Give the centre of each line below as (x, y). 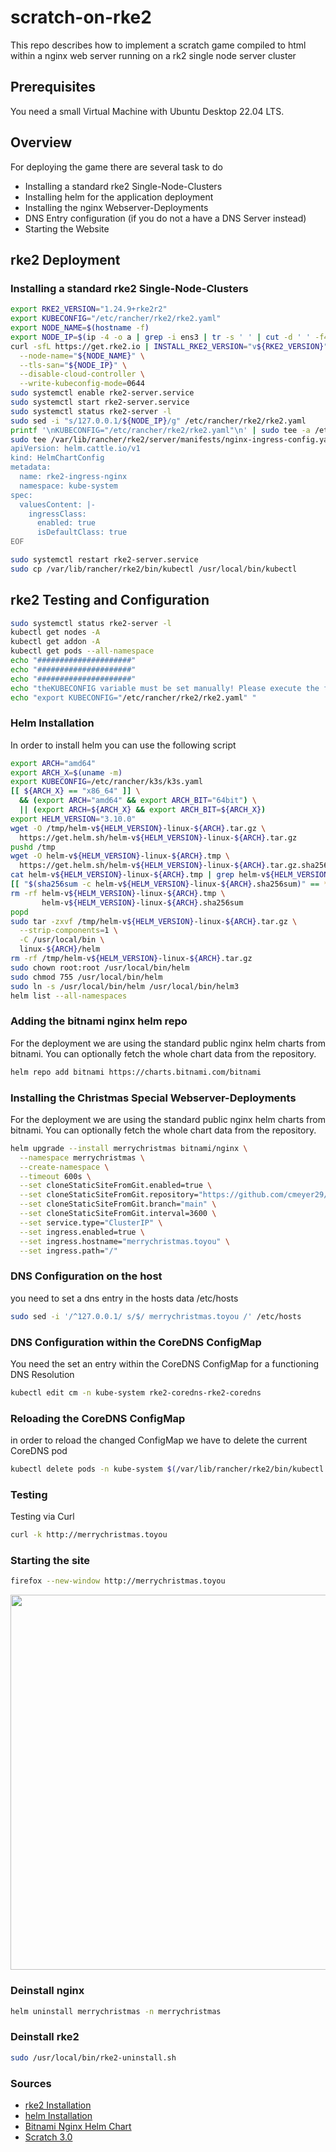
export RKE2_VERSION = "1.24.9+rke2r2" (89, 309)
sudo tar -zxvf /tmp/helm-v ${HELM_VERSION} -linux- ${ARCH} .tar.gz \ (154, 921)
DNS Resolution (42, 1374)
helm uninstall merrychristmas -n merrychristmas (116, 2011)
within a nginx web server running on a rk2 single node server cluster (153, 55)
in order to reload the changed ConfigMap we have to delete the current (159, 1440)
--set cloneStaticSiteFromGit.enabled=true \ (116, 1186)
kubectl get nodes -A (55, 632)
